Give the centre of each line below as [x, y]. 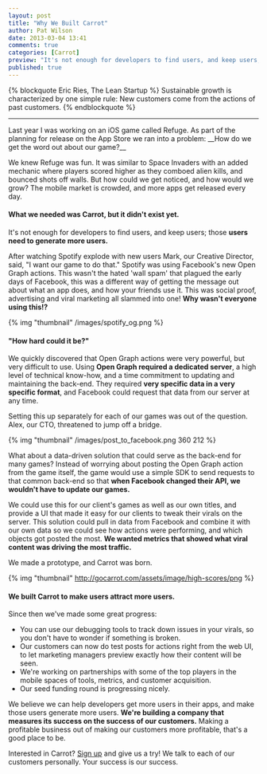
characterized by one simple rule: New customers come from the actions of [132, 98]
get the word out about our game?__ [67, 147]
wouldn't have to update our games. [69, 489]
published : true [35, 68]
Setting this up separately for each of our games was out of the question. [128, 416]
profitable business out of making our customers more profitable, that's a [128, 729]
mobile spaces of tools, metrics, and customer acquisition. [116, 680]
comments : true [33, 45]
